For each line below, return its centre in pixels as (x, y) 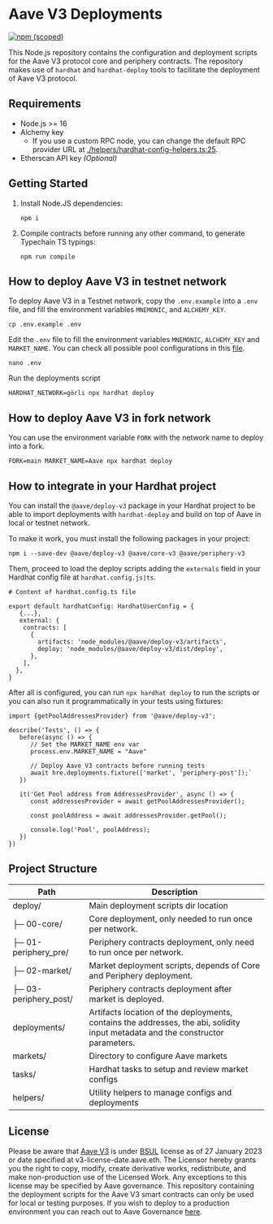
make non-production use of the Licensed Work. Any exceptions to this (128, 1177)
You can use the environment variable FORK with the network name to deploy (136, 438)
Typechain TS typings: (58, 241)
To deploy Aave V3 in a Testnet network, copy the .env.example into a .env (133, 301)
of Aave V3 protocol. (43, 78)
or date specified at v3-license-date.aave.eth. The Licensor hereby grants (132, 1160)
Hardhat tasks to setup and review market (169, 1069)
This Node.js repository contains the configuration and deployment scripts (133, 52)
